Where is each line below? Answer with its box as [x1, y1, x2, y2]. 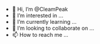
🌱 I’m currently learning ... [12, 18, 77, 25]
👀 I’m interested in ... [12, 12, 64, 19]
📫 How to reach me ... [12, 32, 68, 38]
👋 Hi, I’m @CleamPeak [12, 6, 68, 12]
